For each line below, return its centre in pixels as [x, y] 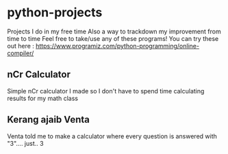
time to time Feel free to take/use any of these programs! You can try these [113, 38]
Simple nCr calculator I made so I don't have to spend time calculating [106, 91]
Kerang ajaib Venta [49, 120]
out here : [21, 46]
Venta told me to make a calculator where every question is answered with [112, 136]
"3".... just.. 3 [25, 143]
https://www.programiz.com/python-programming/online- [117, 46]
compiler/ [21, 53]
